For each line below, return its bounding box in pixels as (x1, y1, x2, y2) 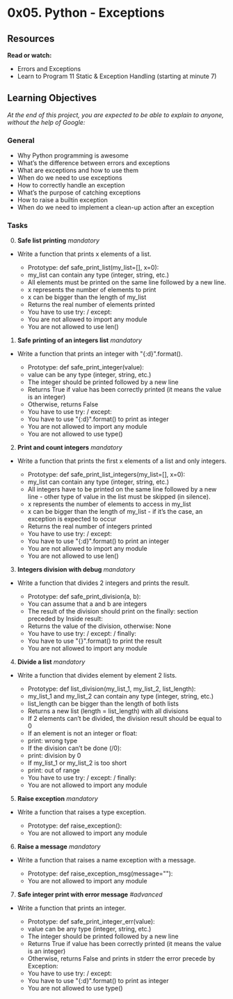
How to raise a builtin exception (17, 196, 108, 204)
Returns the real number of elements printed (27, 300, 155, 309)
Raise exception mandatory (17, 795, 99, 803)
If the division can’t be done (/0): (27, 744, 122, 752)
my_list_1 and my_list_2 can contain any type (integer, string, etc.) (27, 692, 214, 701)
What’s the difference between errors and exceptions (17, 159, 170, 167)
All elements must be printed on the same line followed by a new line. (27, 278, 227, 287)
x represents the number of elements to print (27, 286, 156, 294)
